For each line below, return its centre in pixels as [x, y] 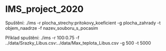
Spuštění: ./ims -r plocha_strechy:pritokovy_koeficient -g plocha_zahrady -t [83, 23]
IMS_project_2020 [44, 9]
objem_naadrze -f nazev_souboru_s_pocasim [52, 28]
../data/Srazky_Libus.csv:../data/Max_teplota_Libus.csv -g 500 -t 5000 [78, 43]
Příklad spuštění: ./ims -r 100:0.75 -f [42, 38]
